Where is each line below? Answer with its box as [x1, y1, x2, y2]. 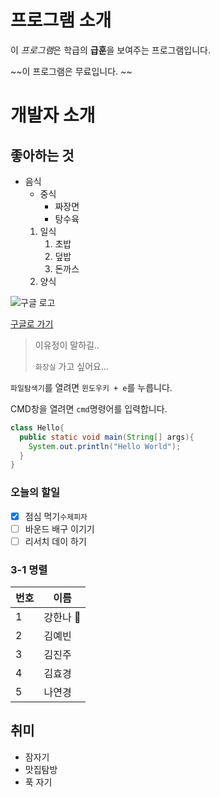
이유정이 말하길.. [34, 339, 100, 351]
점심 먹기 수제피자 [24, 510, 88, 522]
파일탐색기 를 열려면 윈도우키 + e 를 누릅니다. [10, 381, 173, 393]
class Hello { [10, 422, 65, 433]
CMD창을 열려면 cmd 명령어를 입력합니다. [10, 402, 168, 415]
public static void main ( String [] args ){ [19, 432, 195, 442]
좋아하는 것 [10, 147, 75, 164]
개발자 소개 [10, 104, 96, 127]
